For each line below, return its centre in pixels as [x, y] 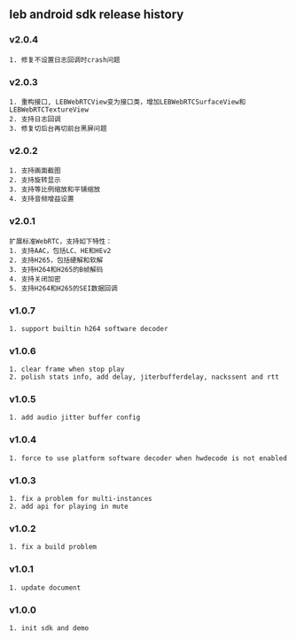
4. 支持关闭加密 [35, 279]
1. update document [45, 588]
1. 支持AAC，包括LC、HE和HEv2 [60, 251]
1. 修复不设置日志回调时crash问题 [65, 60]
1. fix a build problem [53, 547]
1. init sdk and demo [49, 628]
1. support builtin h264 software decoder [89, 328]
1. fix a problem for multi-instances [81, 499]
